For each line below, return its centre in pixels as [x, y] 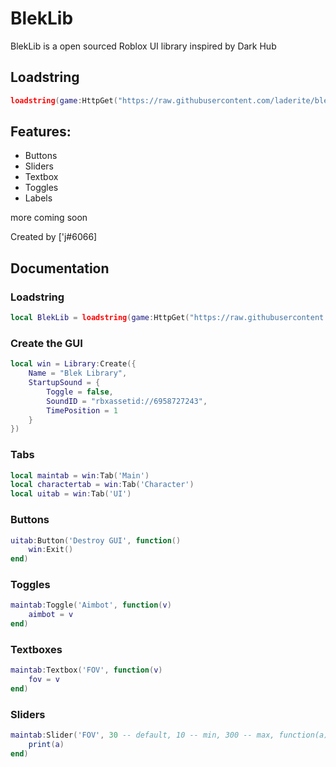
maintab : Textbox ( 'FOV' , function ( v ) [86, 670]
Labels [38, 198]
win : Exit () [51, 550]
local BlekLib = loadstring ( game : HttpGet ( [100, 318]
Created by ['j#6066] [54, 237]
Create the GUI [46, 343]
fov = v [44, 680]
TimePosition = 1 [82, 410]
